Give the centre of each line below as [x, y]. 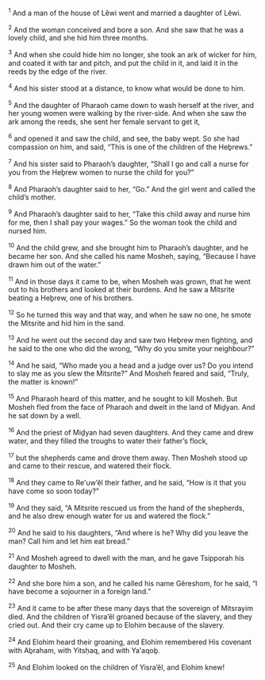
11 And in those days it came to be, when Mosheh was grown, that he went [130, 280]
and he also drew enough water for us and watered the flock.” [109, 516]
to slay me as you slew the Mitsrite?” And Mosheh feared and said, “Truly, [129, 373]
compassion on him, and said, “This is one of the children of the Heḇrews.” [131, 147]
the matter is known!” [43, 382]
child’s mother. [32, 197]
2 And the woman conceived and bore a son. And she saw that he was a [126, 29]
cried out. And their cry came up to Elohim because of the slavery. [116, 625]
